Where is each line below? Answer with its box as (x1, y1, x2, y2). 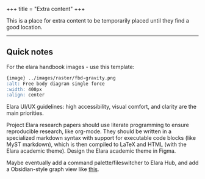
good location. (6, 24, 43, 31)
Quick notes (6, 47, 54, 57)
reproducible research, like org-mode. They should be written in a (6, 128, 172, 135)
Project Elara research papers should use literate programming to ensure (6, 122, 189, 129)
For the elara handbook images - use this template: (6, 63, 135, 70)
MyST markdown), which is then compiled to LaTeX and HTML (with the (6, 141, 187, 148)
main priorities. (6, 109, 44, 117)
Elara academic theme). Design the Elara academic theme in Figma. (6, 147, 176, 155)
